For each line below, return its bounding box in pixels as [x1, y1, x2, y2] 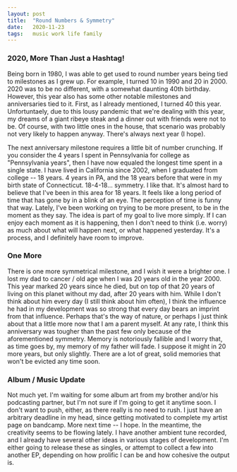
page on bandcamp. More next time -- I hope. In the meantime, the [7, 421, 202, 430]
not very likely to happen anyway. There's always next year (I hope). [7, 129, 206, 138]
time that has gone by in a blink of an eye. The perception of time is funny [7, 196, 222, 204]
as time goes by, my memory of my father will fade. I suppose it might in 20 [7, 342, 226, 350]
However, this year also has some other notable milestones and [7, 92, 192, 100]
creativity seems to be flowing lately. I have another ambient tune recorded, [7, 428, 227, 437]
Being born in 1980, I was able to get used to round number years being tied [7, 69, 228, 78]
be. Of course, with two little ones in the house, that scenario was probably [7, 122, 226, 131]
